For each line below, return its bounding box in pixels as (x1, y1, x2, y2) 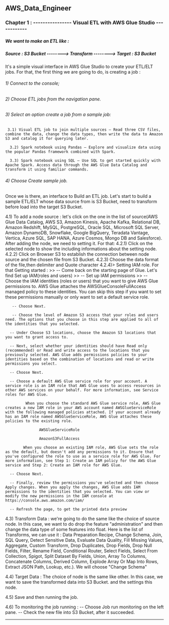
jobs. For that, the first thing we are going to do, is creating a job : (5, 69, 141, 75)
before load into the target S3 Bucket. (5, 204, 83, 210)
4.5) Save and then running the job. (5, 594, 78, 600)
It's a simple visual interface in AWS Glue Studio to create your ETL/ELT (5, 63, 153, 70)
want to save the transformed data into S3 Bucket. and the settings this (5, 579, 152, 585)
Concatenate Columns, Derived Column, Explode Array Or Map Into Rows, (5, 558, 159, 564)
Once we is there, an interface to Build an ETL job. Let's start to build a (5, 193, 152, 199)
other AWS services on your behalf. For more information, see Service (5, 388, 158, 393)
